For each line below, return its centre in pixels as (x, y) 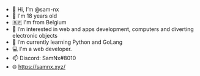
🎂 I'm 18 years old (35, 16)
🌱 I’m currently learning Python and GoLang (67, 42)
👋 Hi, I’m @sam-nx (35, 9)
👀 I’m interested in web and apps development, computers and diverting (103, 29)
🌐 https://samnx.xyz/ (39, 67)
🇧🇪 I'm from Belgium (39, 22)
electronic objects (35, 36)
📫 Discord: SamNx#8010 (44, 58)
